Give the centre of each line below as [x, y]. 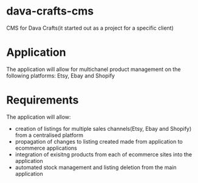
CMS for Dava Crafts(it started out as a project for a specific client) [90, 28]
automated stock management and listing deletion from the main [96, 167]
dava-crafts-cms [50, 11]
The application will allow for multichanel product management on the [94, 69]
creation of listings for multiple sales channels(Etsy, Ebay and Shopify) [103, 128]
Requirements [43, 100]
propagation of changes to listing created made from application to [99, 141]
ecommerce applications [46, 148]
